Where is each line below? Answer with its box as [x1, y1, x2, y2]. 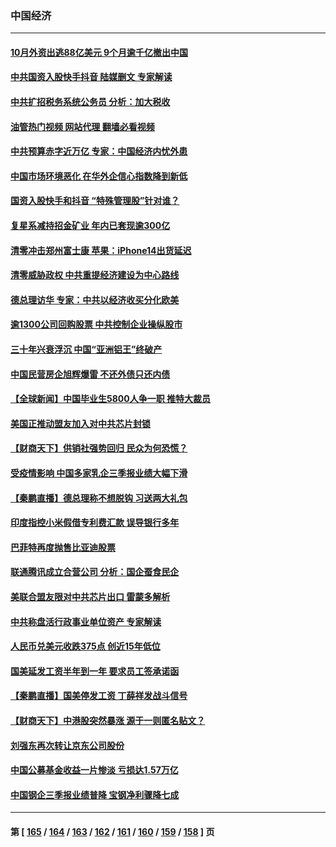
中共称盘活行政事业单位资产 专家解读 [10, 615, 162, 627]
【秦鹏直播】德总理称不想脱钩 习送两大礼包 [10, 492, 188, 504]
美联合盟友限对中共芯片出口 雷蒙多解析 [10, 590, 171, 602]
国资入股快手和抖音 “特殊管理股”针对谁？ [10, 195, 180, 207]
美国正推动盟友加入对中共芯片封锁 [10, 417, 151, 429]
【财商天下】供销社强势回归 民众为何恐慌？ [10, 442, 188, 454]
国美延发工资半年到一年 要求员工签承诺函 [10, 665, 180, 677]
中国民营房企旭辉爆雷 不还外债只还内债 [10, 368, 171, 380]
